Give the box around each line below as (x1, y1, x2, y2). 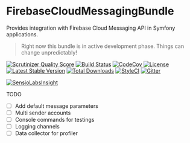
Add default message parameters (14, 102, 98, 110)
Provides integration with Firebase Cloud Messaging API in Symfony (6, 24, 176, 32)
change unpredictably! (21, 48, 77, 56)
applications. (6, 30, 38, 38)
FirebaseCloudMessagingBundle (6, 4, 174, 18)
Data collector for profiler (14, 130, 78, 137)
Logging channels (14, 123, 60, 130)
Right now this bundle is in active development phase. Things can (21, 42, 185, 50)
